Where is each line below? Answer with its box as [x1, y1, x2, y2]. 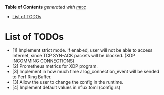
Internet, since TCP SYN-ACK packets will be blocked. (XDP [12, 52, 135, 58]
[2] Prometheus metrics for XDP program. [12, 63, 98, 69]
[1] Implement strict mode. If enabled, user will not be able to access [12, 47, 153, 53]
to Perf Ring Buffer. [12, 74, 52, 80]
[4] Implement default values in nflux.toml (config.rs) [12, 84, 121, 90]
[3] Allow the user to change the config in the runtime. [12, 79, 123, 85]
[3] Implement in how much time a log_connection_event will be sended [12, 68, 159, 74]
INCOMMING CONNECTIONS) [12, 58, 75, 64]
